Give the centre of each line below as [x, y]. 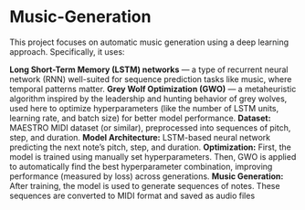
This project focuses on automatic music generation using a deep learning [149, 42]
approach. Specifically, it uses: [67, 51]
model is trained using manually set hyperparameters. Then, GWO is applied [153, 156]
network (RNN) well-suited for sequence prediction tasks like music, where [151, 79]
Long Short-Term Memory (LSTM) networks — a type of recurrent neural [149, 69]
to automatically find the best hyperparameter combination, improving [141, 166]
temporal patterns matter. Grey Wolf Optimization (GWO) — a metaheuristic [153, 89]
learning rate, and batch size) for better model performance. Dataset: [140, 118]
